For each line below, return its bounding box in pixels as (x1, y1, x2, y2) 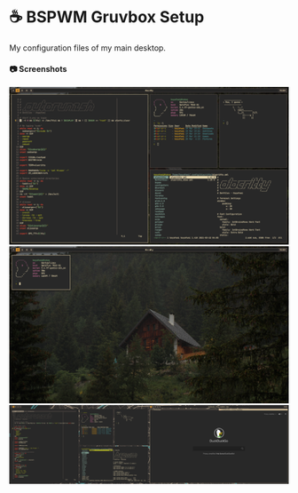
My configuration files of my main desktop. (9, 42, 167, 53)
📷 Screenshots (9, 63, 67, 74)
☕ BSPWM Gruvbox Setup (9, 7, 205, 28)
